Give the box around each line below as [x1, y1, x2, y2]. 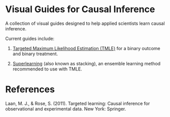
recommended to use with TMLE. [12, 66, 82, 72]
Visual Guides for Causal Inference [5, 4, 155, 15]
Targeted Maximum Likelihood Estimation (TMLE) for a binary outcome [12, 45, 161, 51]
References [5, 84, 55, 95]
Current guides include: [5, 35, 55, 42]
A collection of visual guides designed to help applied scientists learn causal [5, 20, 165, 26]
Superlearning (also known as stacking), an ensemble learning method [12, 60, 161, 66]
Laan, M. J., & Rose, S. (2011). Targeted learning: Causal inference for [5, 100, 150, 106]
